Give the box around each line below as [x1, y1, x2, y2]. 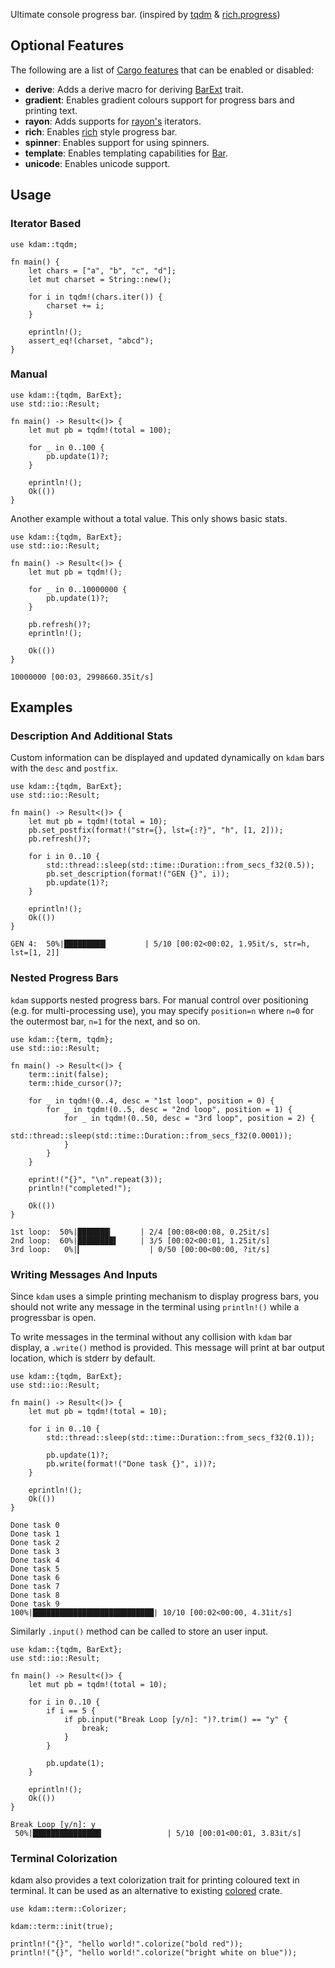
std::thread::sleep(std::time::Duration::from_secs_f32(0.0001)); [10, 1130, 293, 1141]
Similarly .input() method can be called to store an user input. [10, 1625, 269, 1638]
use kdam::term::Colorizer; [10, 1904, 128, 1914]
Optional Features [10, 37, 125, 54]
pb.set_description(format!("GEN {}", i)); [46, 869, 230, 879]
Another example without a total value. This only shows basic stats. [10, 512, 288, 524]
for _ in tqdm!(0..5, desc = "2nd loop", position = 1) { [46, 1104, 293, 1114]
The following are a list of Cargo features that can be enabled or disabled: [10, 64, 315, 76]
